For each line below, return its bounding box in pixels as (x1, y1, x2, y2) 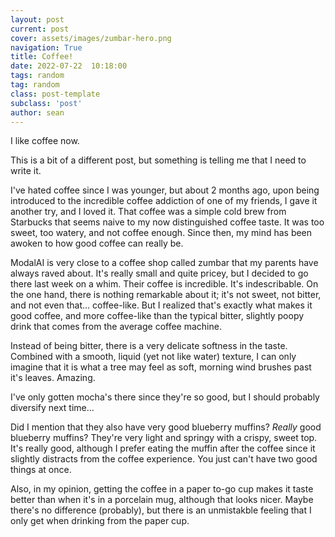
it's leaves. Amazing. (10, 372, 96, 384)
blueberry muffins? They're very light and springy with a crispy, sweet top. (10, 432, 318, 444)
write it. (10, 165, 42, 177)
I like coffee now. (10, 135, 80, 147)
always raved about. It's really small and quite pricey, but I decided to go (10, 267, 309, 280)
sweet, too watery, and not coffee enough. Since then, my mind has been (10, 227, 313, 239)
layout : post (10, 14, 65, 25)
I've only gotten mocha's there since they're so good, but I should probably (10, 391, 320, 403)
